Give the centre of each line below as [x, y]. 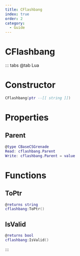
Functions [26, 175]
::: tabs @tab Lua [22, 65]
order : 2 [14, 19]
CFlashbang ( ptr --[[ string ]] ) [38, 98]
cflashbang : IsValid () [27, 240]
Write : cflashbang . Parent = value [40, 156]
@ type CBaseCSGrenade [27, 147]
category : [15, 23]
